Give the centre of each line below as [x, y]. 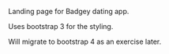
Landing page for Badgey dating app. [69, 11]
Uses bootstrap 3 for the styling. [61, 26]
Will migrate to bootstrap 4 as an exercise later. [85, 41]
